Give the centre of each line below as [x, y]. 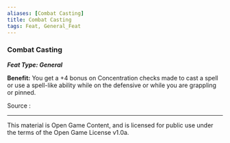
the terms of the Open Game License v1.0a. [68, 132]
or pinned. [22, 92]
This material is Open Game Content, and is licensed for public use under [110, 125]
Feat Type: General [35, 65]
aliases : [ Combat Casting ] [46, 13]
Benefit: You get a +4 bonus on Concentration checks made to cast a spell [113, 78]
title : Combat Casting [39, 20]
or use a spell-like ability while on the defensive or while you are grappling [112, 85]
